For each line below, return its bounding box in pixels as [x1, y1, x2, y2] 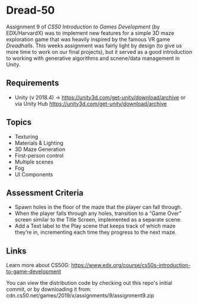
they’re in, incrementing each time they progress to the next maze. [14, 229, 177, 236]
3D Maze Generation [14, 146, 66, 153]
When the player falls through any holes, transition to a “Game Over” [14, 210, 182, 217]
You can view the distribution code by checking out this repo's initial [6, 280, 173, 287]
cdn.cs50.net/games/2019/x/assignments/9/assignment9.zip [6, 292, 155, 299]
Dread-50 [6, 4, 55, 17]
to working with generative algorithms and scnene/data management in [6, 54, 180, 62]
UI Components [14, 171, 53, 178]
